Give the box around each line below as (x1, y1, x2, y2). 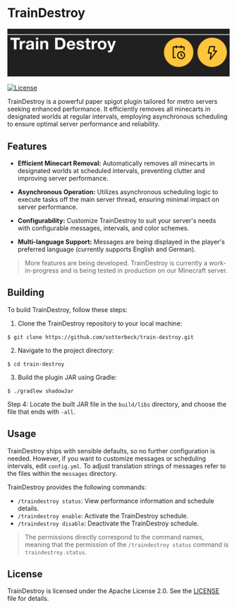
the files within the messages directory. (7, 469, 118, 477)
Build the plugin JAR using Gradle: (17, 373, 117, 381)
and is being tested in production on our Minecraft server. (60, 266, 228, 275)
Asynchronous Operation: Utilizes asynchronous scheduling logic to (17, 188, 219, 196)
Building (7, 287, 44, 299)
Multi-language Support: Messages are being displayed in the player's (17, 238, 226, 246)
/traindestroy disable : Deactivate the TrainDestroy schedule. (17, 519, 200, 527)
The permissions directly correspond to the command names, (24, 532, 205, 541)
